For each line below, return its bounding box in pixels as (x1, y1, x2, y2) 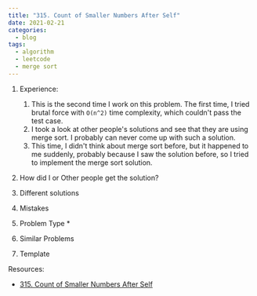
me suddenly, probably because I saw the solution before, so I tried (31, 149, 249, 159)
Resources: (8, 264, 45, 273)
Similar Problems (19, 233, 74, 243)
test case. (31, 115, 63, 126)
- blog (15, 33, 37, 42)
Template (19, 249, 50, 258)
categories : (8, 26, 47, 34)
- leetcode (15, 56, 51, 64)
